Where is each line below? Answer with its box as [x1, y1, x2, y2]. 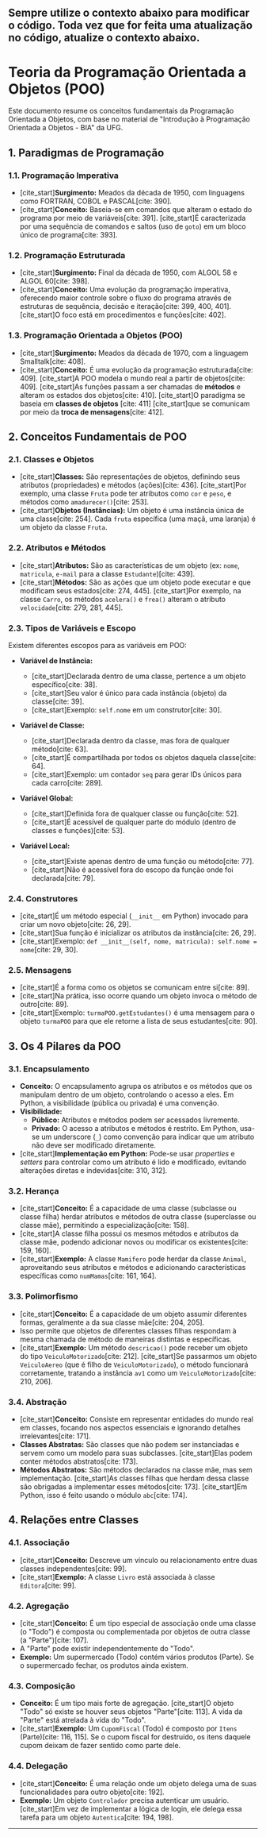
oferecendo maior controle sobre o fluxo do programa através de [19, 293, 232, 303]
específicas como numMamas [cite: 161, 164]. [19, 1271, 157, 1281]
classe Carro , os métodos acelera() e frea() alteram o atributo [19, 594, 226, 604]
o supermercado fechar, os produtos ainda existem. [19, 1661, 188, 1670]
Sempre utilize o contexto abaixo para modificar [8, 6, 250, 20]
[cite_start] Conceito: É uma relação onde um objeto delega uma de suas [19, 1778, 257, 1788]
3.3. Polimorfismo [8, 1291, 78, 1302]
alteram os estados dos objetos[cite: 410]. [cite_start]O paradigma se [19, 390, 245, 399]
